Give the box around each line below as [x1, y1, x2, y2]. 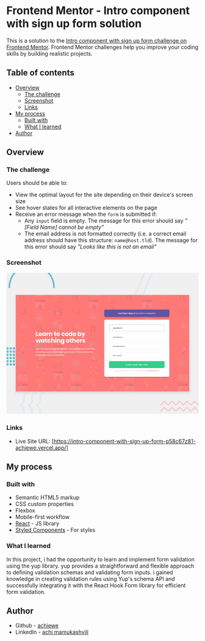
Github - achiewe [15, 622, 59, 629]
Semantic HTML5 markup [15, 494, 80, 502]
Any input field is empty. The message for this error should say [24, 217, 184, 224]
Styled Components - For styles [15, 527, 96, 534]
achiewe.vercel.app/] [15, 444, 69, 451]
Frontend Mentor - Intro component [6, 4, 190, 18]
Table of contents [6, 68, 74, 78]
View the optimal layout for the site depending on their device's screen [15, 191, 193, 199]
